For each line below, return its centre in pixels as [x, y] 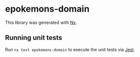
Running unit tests [34, 38]
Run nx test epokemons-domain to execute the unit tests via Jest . [70, 49]
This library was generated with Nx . [41, 22]
